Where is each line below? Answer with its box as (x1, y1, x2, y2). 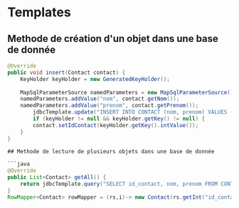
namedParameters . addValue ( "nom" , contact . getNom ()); (20, 95, 180, 103)
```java (7, 160, 31, 168)
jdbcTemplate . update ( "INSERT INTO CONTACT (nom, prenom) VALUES (33, 109, 228, 116)
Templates (7, 4, 71, 21)
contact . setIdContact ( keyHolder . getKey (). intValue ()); (33, 121, 199, 128)
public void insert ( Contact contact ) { (7, 69, 126, 76)
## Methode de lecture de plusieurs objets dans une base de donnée (7, 148, 215, 155)
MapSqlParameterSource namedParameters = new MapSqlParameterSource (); (20, 89, 237, 96)
